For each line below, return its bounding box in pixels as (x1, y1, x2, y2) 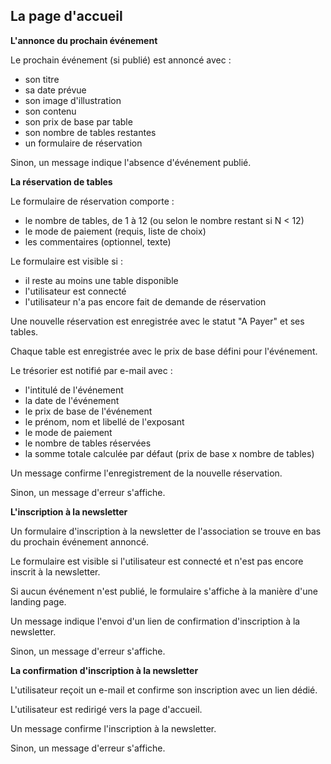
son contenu (24, 105, 77, 117)
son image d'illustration (24, 94, 122, 106)
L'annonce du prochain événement (10, 34, 158, 46)
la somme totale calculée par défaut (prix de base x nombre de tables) (24, 447, 315, 459)
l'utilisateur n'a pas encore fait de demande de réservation (24, 295, 267, 308)
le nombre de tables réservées (24, 437, 152, 449)
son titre (24, 73, 60, 85)
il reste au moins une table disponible (24, 274, 179, 286)
